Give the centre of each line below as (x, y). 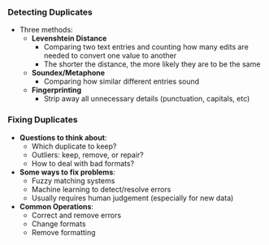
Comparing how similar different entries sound (121, 82)
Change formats (59, 224)
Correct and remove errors (76, 215)
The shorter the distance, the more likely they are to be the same (152, 64)
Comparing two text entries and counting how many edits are (146, 47)
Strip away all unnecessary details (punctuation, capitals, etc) (147, 99)
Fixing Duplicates (43, 120)
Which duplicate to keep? (74, 146)
